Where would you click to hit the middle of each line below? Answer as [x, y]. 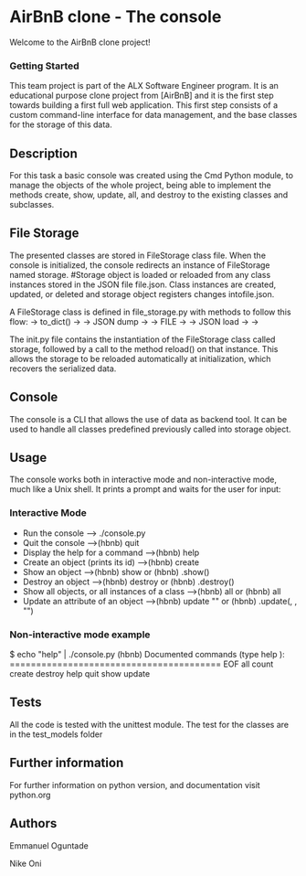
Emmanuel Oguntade [49, 845]
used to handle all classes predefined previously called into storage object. [150, 429]
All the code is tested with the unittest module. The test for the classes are [149, 724]
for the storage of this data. [61, 124]
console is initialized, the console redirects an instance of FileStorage [140, 265]
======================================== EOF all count [142, 664]
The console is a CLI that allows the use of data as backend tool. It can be [148, 419]
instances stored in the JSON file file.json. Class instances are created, [143, 284]
